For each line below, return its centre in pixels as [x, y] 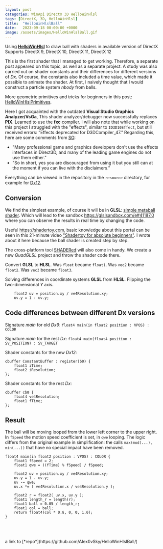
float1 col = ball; [34, 508]
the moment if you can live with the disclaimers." [61, 168]
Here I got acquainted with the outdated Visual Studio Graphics [70, 111]
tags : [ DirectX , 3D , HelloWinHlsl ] [41, 19]
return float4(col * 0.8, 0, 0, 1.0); [53, 513]
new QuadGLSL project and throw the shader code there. [63, 255]
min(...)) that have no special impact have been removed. [64, 448]
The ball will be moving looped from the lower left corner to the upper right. [81, 432]
